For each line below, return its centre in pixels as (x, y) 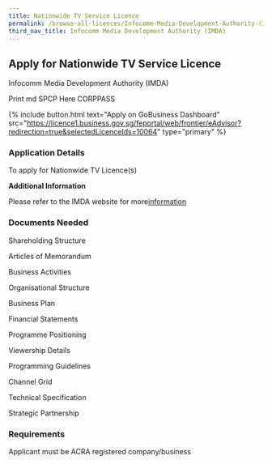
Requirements (37, 434)
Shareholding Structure (47, 241)
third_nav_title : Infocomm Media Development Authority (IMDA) (117, 31)
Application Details (47, 153)
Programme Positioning (47, 334)
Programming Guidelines (50, 366)
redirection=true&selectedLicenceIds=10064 (83, 132)
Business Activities (40, 271)
